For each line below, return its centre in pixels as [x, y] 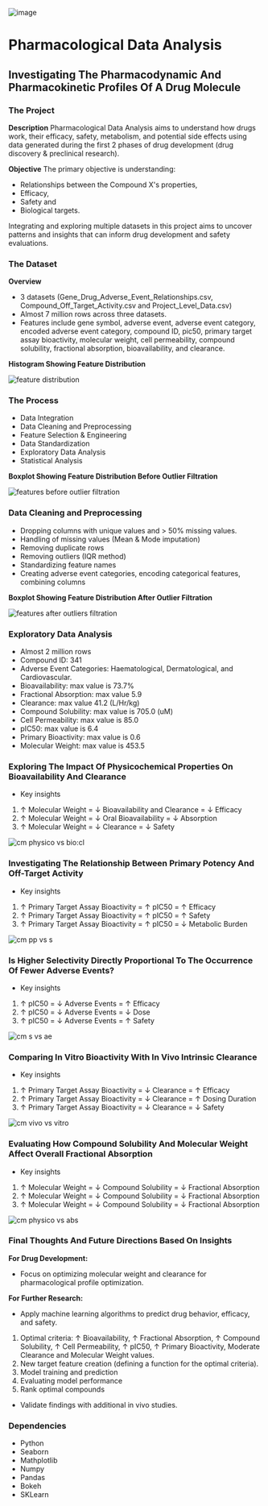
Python [32, 1443]
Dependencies [37, 1425]
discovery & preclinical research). [64, 153]
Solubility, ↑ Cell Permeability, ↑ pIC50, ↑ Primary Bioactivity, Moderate [140, 1346]
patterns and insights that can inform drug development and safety [120, 234]
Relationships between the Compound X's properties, [109, 185]
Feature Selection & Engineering [73, 435]
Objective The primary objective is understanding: [92, 168]
